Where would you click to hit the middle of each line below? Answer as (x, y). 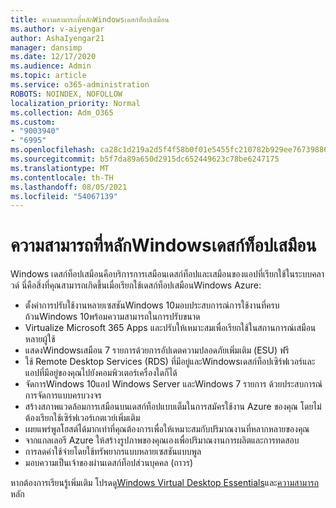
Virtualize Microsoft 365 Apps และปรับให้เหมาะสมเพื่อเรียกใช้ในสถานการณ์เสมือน (170, 328)
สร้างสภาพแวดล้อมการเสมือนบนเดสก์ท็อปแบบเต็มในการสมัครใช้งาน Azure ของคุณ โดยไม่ (173, 407)
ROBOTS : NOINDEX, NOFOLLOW (66, 94)
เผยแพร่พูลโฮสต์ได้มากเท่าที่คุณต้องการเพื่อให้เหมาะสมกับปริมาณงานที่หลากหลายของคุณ (167, 429)
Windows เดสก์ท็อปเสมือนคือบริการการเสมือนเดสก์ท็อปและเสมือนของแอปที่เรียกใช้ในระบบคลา (167, 274)
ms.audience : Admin (51, 66)
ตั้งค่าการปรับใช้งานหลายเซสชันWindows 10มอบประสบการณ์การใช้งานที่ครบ (152, 305)
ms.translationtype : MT (60, 168)
